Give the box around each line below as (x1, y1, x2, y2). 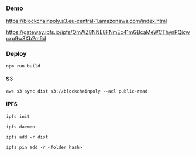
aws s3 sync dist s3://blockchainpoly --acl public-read (6, 88, 148, 94)
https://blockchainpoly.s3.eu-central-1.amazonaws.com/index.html (6, 18, 167, 25)
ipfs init (6, 114, 30, 120)
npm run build (6, 63, 41, 69)
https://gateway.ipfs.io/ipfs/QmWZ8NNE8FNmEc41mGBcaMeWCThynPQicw (6, 29, 190, 36)
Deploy (6, 50, 27, 58)
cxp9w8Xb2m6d (6, 35, 46, 42)
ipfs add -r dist (6, 134, 49, 140)
